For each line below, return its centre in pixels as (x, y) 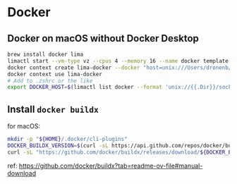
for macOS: (24, 126)
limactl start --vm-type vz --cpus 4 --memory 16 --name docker (104, 61)
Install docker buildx (53, 109)
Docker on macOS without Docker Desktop (103, 38)
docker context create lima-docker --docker (74, 68)
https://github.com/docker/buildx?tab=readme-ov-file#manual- (111, 166)
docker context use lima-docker (55, 74)
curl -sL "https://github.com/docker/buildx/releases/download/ (104, 152)
